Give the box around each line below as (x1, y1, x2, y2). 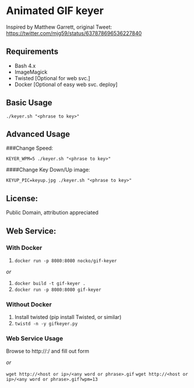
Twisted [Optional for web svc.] (14, 74, 91, 81)
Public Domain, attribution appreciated (6, 209, 99, 216)
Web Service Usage (6, 335, 63, 343)
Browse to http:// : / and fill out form (6, 348, 89, 355)
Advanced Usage (6, 129, 70, 139)
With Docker (6, 243, 43, 252)
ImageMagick (14, 68, 48, 75)
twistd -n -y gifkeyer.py (14, 321, 78, 327)
